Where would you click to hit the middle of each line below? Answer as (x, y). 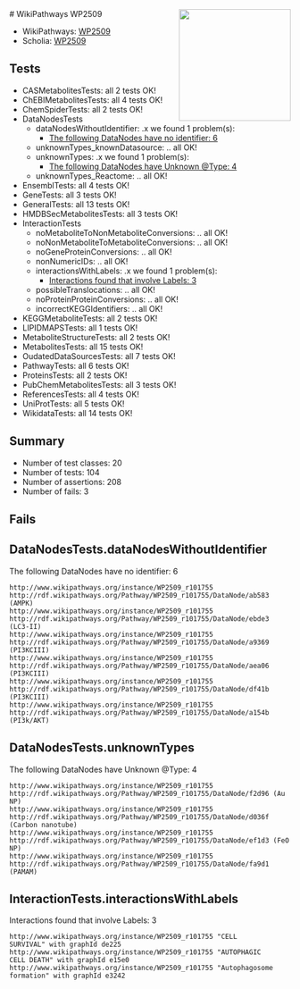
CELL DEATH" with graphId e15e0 (69, 960)
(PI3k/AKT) (29, 720)
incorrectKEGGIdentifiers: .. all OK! (99, 308)
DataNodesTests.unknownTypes (102, 748)
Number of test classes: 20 (72, 463)
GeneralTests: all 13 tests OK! (76, 204)
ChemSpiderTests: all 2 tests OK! (83, 109)
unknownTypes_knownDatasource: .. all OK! (117, 147)
